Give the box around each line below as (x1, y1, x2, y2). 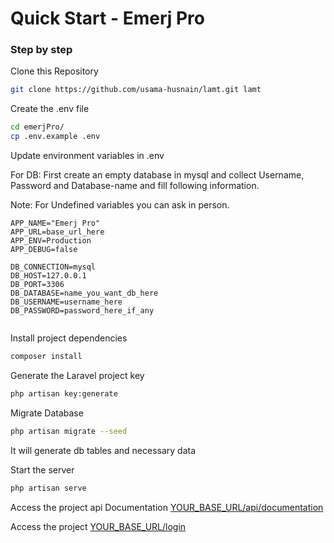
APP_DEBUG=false (10, 245, 78, 255)
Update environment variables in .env (10, 150, 165, 162)
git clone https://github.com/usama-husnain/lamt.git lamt (10, 85, 262, 95)
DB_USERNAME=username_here (10, 297, 123, 307)
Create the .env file (10, 103, 90, 115)
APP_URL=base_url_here (10, 227, 105, 237)
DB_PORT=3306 (10, 280, 65, 290)
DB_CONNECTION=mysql (10, 262, 97, 272)
